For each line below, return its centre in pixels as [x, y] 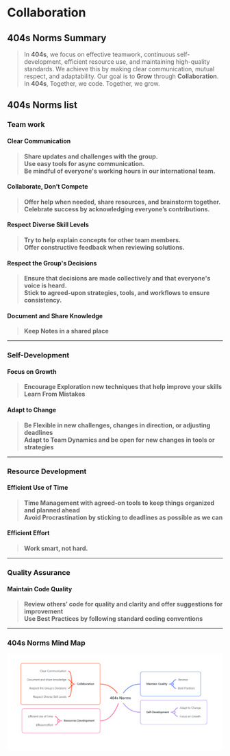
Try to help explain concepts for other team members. [102, 240]
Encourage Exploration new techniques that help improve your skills [123, 387]
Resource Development [47, 471]
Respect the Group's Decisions [52, 263]
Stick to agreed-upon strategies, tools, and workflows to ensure [117, 293]
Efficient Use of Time [38, 488]
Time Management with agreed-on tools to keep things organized [119, 503]
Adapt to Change [32, 410]
